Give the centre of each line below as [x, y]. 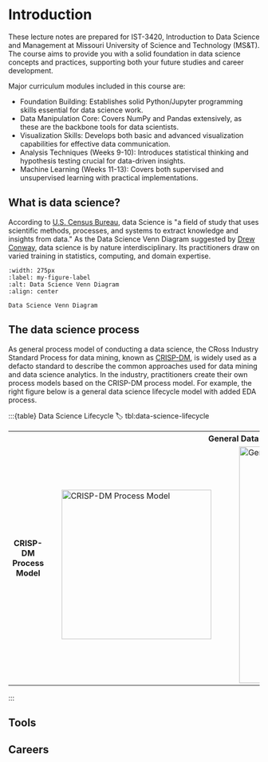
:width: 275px [32, 270]
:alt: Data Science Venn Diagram [64, 285]
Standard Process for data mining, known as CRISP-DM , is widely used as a [132, 357]
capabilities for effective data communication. [95, 143]
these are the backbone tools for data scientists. [99, 127]
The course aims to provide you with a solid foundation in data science [124, 53]
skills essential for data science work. [81, 110]
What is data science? [65, 203]
